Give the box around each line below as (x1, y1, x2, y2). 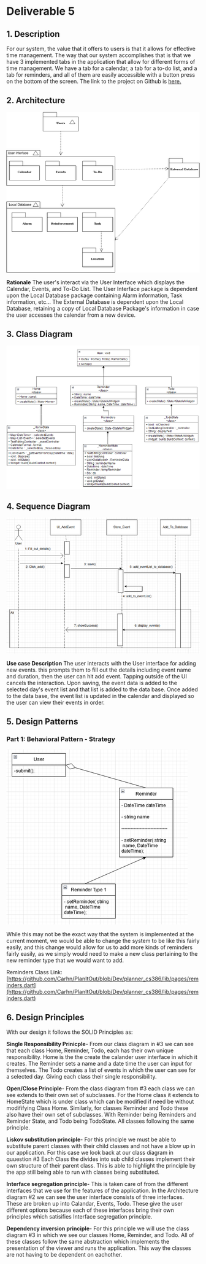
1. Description (6, 29, 60, 39)
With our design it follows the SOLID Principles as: (6, 1028, 133, 1036)
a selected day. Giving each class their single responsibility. (6, 1073, 157, 1080)
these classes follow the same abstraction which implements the (6, 1238, 170, 1246)
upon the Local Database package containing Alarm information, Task (6, 292, 183, 299)
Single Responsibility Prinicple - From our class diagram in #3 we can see (6, 1041, 194, 1048)
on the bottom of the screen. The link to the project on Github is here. (6, 78, 181, 85)
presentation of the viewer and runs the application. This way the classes (6, 1244, 191, 1252)
